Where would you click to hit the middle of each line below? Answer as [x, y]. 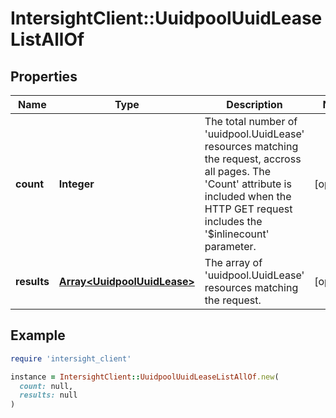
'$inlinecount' [237, 234]
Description [254, 104]
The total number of [251, 121]
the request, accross [253, 159]
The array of [233, 262]
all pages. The [238, 171]
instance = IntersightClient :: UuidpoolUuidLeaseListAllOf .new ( [145, 377]
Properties [44, 76]
